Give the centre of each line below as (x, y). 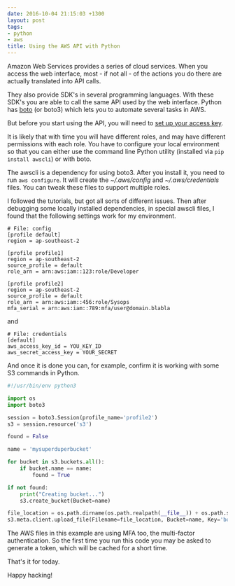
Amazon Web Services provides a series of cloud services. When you (108, 66)
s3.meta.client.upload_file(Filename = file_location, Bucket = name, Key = (114, 520)
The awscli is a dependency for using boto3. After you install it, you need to (116, 173)
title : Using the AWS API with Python (64, 46)
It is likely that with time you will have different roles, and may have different (116, 137)
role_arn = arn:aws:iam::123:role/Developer (73, 272)
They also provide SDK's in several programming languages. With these (111, 95)
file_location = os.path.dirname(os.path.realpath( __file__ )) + (103, 513)
